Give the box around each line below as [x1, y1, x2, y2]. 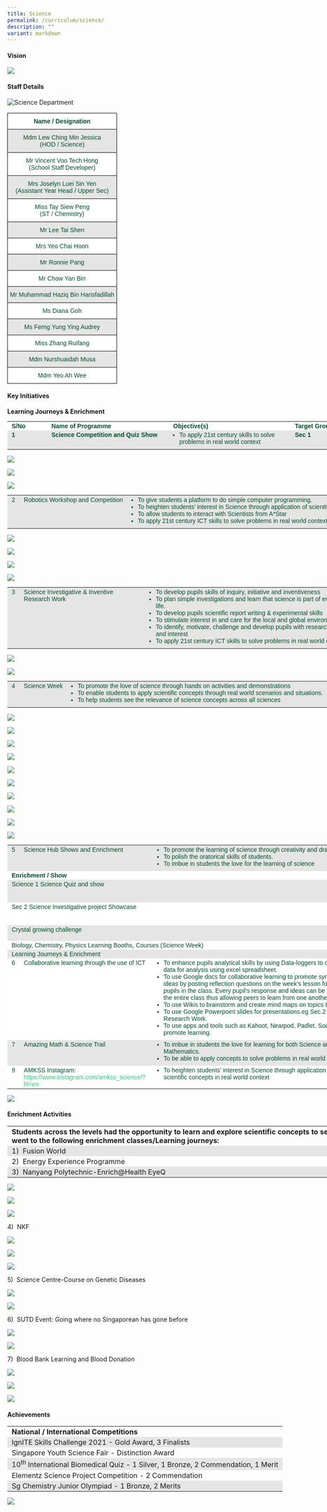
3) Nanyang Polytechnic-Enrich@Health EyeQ [11, 1168, 166, 1177]
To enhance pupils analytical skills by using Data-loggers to [163, 959, 324, 966]
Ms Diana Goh [42, 307, 82, 314]
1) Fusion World [11, 1147, 66, 1156]
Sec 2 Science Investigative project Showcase [11, 903, 137, 910]
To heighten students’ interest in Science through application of [137, 502, 307, 511]
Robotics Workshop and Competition [23, 495, 124, 504]
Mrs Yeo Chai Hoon [36, 242, 89, 250]
